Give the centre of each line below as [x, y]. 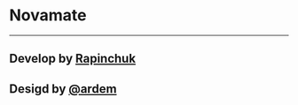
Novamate [48, 15]
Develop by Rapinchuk [72, 59]
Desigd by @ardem [63, 89]
